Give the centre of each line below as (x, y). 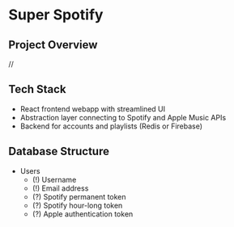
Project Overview (53, 45)
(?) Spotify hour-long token (77, 205)
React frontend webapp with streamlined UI (93, 109)
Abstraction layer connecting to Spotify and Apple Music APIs (123, 117)
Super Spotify (56, 15)
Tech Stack (37, 89)
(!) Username (54, 179)
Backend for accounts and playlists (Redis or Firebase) (111, 126)
